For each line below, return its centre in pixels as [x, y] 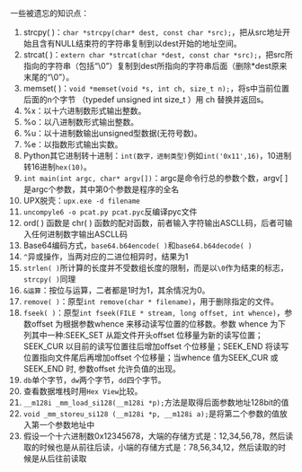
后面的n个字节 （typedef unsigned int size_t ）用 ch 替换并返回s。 [146, 100]
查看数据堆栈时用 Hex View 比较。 [83, 391]
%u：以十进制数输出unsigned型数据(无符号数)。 [112, 133]
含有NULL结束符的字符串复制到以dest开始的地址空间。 [140, 44]
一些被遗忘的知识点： [49, 13]
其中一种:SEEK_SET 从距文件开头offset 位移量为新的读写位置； [147, 335]
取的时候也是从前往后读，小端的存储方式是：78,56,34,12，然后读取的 [151, 447]
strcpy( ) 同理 [49, 279]
